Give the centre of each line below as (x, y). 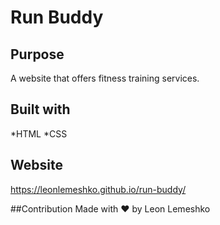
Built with (40, 109)
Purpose (37, 54)
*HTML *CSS (39, 133)
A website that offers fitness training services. (105, 78)
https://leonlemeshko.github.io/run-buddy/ (98, 189)
